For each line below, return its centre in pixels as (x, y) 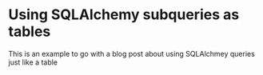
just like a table (33, 62)
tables (30, 32)
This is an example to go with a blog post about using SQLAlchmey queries (132, 53)
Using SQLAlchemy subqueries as (124, 15)
